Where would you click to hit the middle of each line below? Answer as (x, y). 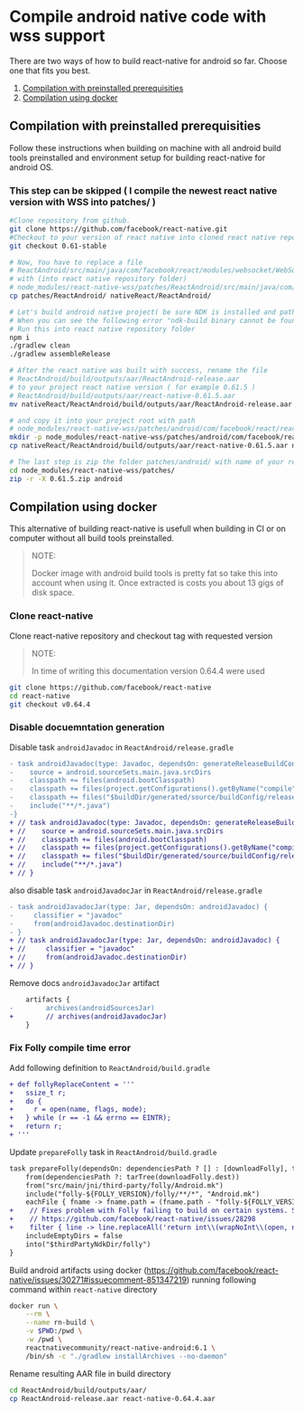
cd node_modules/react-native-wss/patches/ (92, 470)
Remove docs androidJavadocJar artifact (84, 982)
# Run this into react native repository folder (102, 329)
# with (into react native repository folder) (98, 279)
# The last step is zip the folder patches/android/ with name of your (147, 462)
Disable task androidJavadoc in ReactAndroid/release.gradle (122, 747)
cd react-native (40, 696)
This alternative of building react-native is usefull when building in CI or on (148, 529)
